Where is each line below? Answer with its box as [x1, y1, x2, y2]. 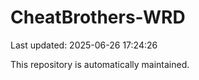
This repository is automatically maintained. [10, 58, 190, 70]
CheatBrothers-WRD [10, 6, 186, 29]
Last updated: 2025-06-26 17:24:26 [10, 39, 158, 51]
